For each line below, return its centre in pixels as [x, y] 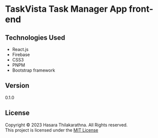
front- [141, 9]
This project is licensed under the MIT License [52, 130]
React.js [20, 49]
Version [17, 86]
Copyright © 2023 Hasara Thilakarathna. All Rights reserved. [67, 125]
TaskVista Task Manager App [66, 9]
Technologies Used [35, 38]
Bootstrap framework [34, 70]
